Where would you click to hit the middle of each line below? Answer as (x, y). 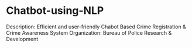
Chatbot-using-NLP (55, 11)
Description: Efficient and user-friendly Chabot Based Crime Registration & (96, 27)
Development (22, 39)
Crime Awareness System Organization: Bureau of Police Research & (89, 32)
